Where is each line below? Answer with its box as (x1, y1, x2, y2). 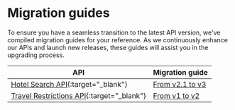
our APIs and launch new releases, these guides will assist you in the (7, 43, 209, 51)
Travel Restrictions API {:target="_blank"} (11, 90, 147, 100)
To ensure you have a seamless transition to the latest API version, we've (7, 28, 221, 37)
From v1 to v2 (153, 90, 200, 100)
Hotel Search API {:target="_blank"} (11, 79, 128, 89)
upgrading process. (7, 51, 65, 59)
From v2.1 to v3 (153, 79, 207, 89)
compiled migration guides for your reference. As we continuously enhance (7, 35, 229, 44)
